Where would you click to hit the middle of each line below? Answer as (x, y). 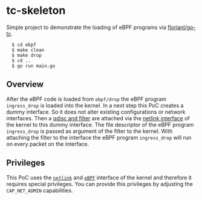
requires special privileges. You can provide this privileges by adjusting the (100, 184)
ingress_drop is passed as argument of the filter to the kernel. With (90, 131)
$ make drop (27, 55)
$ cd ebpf (24, 45)
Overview (25, 84)
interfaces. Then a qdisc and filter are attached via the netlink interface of (98, 118)
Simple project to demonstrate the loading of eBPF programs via (86, 27)
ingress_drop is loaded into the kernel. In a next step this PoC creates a (95, 105)
